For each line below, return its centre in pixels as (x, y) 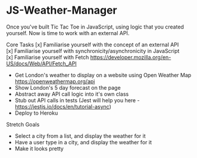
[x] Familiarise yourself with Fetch (48, 57)
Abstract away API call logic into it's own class (72, 94)
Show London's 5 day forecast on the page (68, 87)
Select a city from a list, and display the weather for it (80, 136)
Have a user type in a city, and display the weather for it (83, 142)
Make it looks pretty (39, 148)
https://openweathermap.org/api (55, 81)
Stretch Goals (23, 124)
